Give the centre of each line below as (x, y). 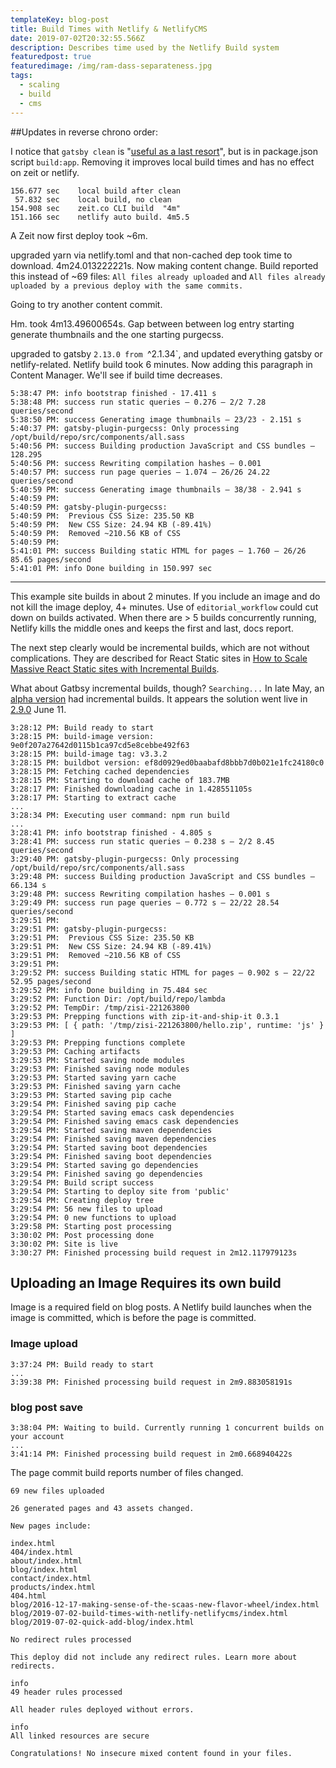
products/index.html (53, 1587)
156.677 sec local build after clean (96, 191)
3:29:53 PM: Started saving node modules (98, 1060)
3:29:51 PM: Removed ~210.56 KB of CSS (96, 955)
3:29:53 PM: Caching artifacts (75, 1051)
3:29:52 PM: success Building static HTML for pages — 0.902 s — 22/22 (162, 972)
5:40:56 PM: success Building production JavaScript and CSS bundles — (162, 446)
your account (37, 1436)
